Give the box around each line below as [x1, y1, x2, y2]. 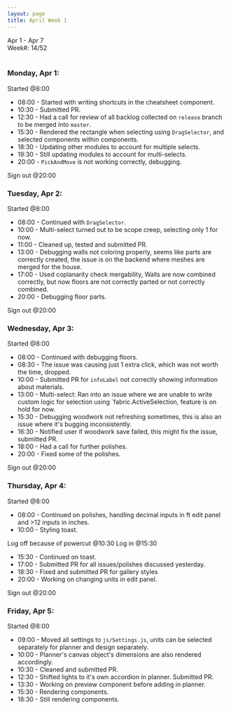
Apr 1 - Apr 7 [7, 36, 44, 44]
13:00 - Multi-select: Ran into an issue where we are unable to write [17, 390, 213, 399]
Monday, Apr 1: [7, 68, 59, 78]
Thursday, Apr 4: [7, 481, 66, 491]
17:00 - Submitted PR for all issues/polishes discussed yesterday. [17, 560, 206, 568]
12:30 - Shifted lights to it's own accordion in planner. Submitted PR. [17, 672, 214, 681]
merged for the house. [17, 263, 83, 271]
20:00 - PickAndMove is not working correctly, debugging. [17, 157, 182, 165]
